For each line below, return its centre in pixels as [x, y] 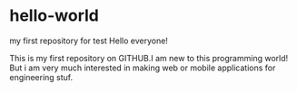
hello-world [54, 16]
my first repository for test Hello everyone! [89, 41]
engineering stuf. [41, 77]
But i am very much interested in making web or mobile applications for [143, 68]
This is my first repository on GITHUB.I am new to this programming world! [149, 58]
